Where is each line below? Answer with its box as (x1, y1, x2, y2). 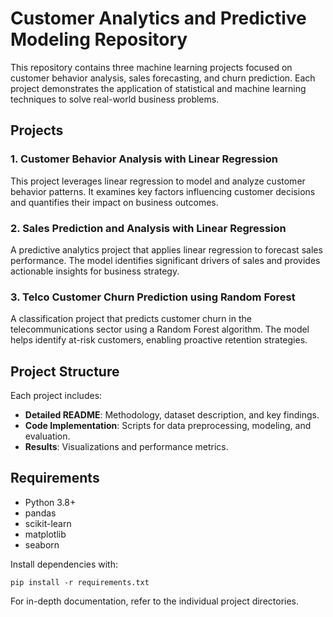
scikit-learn (24, 517, 72, 529)
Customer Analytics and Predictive (10, 7, 307, 30)
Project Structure (10, 363, 120, 380)
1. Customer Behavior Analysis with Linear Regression (10, 152, 279, 166)
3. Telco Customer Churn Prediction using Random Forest (10, 290, 296, 304)
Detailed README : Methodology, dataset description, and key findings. (24, 409, 320, 421)
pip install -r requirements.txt (10, 577, 150, 587)
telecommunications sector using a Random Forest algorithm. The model (10, 323, 310, 336)
